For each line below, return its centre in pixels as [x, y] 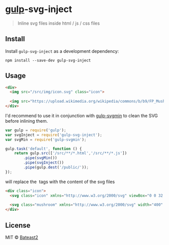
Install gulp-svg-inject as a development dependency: [62, 51]
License [18, 225]
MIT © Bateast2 [22, 237]
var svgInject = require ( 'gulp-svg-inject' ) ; [54, 135]
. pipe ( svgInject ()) [44, 163]
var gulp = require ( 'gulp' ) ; [36, 130]
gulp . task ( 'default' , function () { [44, 149]
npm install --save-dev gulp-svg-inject [48, 60]
